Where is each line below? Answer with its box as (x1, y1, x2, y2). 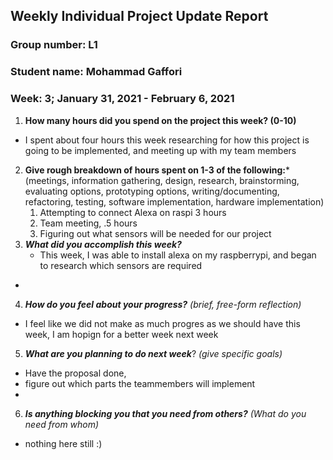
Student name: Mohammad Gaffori (10, 65, 183, 79)
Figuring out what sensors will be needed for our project (39, 227, 272, 239)
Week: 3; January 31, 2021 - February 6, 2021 (10, 92, 235, 106)
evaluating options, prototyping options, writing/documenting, (24, 185, 280, 197)
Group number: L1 (10, 38, 98, 52)
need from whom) (24, 418, 100, 430)
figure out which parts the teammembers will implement (24, 377, 256, 389)
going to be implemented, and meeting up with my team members (24, 144, 297, 156)
